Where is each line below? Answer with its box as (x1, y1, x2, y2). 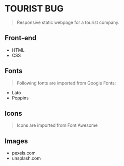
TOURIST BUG (4, 3, 64, 14)
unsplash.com (11, 155, 41, 162)
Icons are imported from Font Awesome (16, 122, 98, 128)
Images (4, 137, 28, 145)
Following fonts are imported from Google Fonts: (16, 80, 116, 86)
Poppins (11, 95, 29, 101)
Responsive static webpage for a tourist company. (16, 19, 120, 25)
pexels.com (11, 150, 36, 156)
